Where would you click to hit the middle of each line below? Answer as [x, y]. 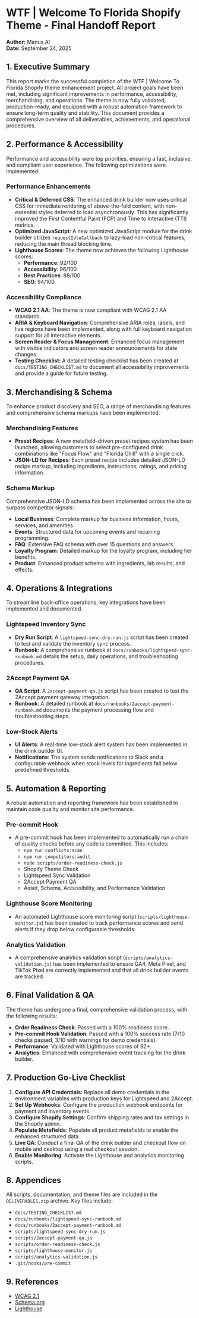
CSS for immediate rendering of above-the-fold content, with [89, 206]
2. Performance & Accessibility [65, 144]
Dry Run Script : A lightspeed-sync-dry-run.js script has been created [102, 637]
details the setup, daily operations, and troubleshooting [110, 656]
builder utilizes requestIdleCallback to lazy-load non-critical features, [100, 237]
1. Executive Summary [48, 67]
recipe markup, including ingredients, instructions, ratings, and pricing [101, 467]
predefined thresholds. [43, 770]
